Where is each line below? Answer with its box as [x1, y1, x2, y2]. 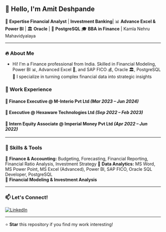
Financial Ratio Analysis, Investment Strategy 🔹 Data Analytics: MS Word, [5, 161, 156, 167]
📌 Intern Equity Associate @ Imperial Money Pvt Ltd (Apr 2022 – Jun [5, 120, 148, 126]
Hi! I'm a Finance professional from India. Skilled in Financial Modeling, [12, 61, 157, 67]
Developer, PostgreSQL [5, 171, 53, 177]
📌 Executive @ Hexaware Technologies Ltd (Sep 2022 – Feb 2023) [5, 110, 143, 116]
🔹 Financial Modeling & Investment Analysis [5, 176, 97, 183]
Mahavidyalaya [5, 33, 36, 39]
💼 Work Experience [5, 86, 52, 93]
